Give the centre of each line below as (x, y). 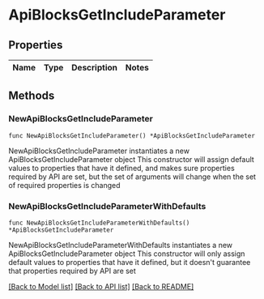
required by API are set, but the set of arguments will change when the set (132, 177)
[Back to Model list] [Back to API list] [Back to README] (101, 286)
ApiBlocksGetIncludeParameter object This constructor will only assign (127, 254)
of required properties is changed (64, 185)
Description (94, 68)
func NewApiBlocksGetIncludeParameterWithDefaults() (99, 223)
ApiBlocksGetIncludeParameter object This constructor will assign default (132, 159)
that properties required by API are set (72, 271)
